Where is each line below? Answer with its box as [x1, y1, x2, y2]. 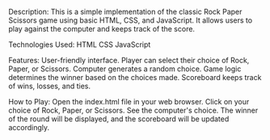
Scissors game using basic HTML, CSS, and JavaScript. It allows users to [8, 15, 253, 25]
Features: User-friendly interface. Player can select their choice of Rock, [8, 56, 250, 65]
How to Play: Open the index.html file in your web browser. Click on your [8, 97, 250, 106]
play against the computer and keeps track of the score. [8, 24, 196, 33]
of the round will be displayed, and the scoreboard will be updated [8, 114, 230, 124]
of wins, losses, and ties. [8, 81, 91, 91]
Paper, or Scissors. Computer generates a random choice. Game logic [8, 64, 242, 74]
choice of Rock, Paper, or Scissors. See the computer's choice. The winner [8, 105, 259, 115]
